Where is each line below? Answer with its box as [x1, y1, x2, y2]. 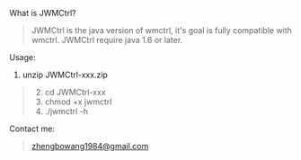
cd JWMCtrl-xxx [44, 87, 106, 97]
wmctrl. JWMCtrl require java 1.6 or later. [31, 35, 183, 45]
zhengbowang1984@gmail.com [31, 141, 149, 151]
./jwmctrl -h [44, 106, 88, 116]
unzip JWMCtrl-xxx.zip [22, 69, 108, 80]
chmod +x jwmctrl [44, 96, 112, 107]
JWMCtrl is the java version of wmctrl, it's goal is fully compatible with [31, 25, 292, 35]
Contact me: [9, 123, 56, 134]
